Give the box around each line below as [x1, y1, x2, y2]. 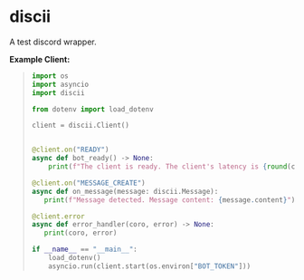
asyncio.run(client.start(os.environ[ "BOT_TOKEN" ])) [48, 261, 252, 271]
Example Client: [9, 53, 71, 64]
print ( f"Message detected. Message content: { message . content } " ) [43, 195, 296, 205]
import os [31, 71, 70, 81]
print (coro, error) [43, 228, 118, 237]
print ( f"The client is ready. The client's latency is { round [48, 162, 288, 171]
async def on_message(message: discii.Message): [31, 187, 219, 196]
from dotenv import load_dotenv [31, 104, 154, 114]
